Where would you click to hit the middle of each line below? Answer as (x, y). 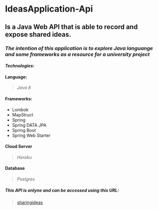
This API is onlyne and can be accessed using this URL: (62, 190)
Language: (16, 77)
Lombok (20, 110)
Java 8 (24, 88)
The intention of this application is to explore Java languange (79, 48)
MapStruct (23, 114)
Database (15, 168)
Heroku (24, 157)
